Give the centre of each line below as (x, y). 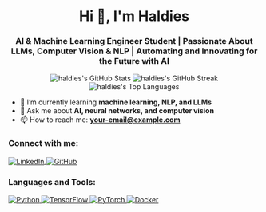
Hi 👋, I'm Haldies (134, 16)
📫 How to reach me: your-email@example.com (100, 120)
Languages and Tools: (52, 183)
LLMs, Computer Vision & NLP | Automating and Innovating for (134, 51)
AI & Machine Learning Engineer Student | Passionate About (134, 41)
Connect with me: (44, 143)
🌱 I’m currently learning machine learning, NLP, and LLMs (116, 102)
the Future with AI (134, 61)
